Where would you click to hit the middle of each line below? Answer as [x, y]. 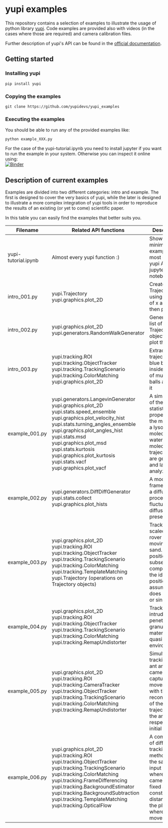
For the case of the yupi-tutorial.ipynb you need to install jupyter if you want [83, 148]
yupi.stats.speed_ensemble [84, 412]
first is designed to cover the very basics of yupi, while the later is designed [83, 197]
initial [155, 728]
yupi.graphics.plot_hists [79, 504]
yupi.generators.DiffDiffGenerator [91, 492]
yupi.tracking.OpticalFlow [81, 805]
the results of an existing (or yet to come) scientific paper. [65, 208]
